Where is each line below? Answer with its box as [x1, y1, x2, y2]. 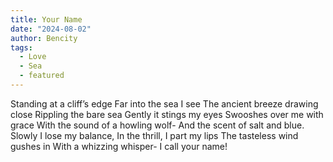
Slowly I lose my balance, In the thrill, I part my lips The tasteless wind [10, 129, 299, 141]
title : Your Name [10, 14, 83, 25]
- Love [19, 52, 47, 62]
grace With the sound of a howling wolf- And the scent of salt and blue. [10, 119, 305, 131]
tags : [10, 42, 33, 53]
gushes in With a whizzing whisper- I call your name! [10, 140, 228, 152]
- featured [19, 71, 65, 81]
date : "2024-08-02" [10, 24, 92, 34]
